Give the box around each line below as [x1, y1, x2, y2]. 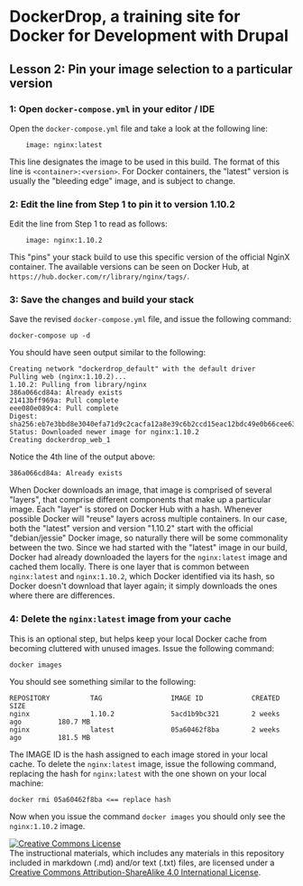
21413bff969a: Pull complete [9, 396, 119, 405]
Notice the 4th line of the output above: [9, 451, 156, 462]
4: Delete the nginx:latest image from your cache [9, 613, 232, 625]
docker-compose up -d [9, 331, 91, 340]
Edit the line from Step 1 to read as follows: [9, 218, 169, 229]
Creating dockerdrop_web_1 [9, 436, 111, 445]
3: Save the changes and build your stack [9, 293, 194, 306]
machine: [9, 778, 44, 789]
